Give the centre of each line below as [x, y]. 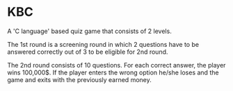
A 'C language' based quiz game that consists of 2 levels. [89, 31]
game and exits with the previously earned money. [79, 79]
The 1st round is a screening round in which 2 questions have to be [103, 44]
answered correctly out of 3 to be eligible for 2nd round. [88, 52]
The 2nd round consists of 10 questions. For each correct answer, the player [116, 65]
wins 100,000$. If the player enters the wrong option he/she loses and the [113, 72]
